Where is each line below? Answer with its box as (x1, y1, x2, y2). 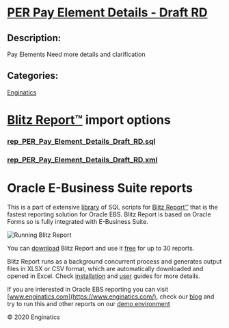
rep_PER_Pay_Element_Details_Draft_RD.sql (7, 136, 156, 146)
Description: (7, 32, 62, 44)
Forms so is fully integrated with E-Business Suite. (7, 217, 148, 225)
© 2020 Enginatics (7, 313, 60, 321)
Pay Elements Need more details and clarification (7, 50, 146, 58)
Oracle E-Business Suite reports (7, 180, 193, 196)
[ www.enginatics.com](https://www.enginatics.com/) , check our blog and (7, 292, 215, 301)
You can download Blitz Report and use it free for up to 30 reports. (7, 244, 195, 252)
